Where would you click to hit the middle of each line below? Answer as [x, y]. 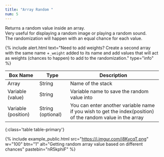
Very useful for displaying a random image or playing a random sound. [76, 33]
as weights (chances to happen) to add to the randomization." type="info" [79, 58]
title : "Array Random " [29, 9]
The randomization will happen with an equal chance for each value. [74, 38]
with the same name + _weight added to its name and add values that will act [82, 53]
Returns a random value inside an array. [45, 28]
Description [113, 75]
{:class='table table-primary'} [35, 129]
